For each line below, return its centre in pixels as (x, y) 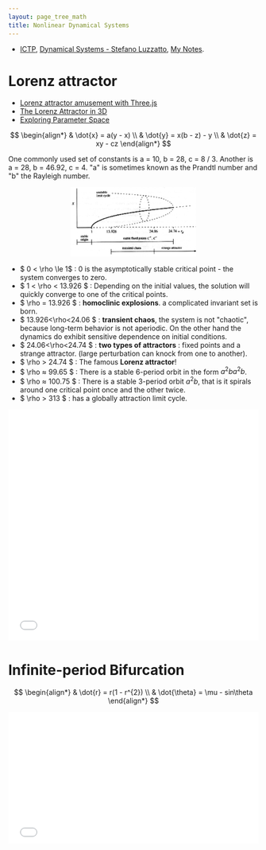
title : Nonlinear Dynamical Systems (69, 25)
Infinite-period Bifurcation (96, 671)
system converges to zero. (63, 277)
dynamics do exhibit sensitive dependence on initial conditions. (123, 336)
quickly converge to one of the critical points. (94, 294)
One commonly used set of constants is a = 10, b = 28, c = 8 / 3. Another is (131, 159)
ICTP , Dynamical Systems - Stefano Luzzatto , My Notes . (112, 49)
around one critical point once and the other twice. (102, 389)
